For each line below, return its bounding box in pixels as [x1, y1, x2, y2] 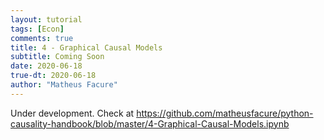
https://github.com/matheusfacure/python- [136, 107, 314, 119]
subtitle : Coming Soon [10, 52, 105, 62]
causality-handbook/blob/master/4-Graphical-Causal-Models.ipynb [10, 117, 290, 130]
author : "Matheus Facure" [10, 80, 118, 90]
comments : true [10, 33, 74, 43]
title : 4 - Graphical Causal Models [10, 42, 163, 53]
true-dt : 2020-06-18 [10, 71, 97, 81]
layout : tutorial [10, 14, 83, 25]
